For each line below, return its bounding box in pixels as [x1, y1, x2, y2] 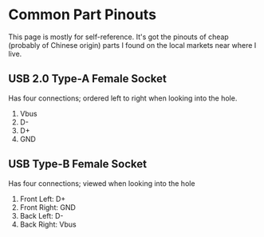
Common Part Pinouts [8, 6, 157, 24]
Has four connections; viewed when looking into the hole [8, 178, 195, 188]
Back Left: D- [19, 211, 64, 220]
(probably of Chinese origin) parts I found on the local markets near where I [8, 40, 257, 49]
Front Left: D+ [19, 194, 66, 203]
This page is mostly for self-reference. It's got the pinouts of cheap [8, 32, 229, 41]
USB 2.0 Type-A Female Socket [8, 72, 167, 85]
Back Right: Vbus [19, 219, 77, 229]
